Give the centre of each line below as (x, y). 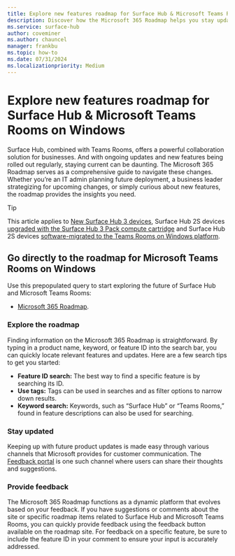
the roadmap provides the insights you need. (72, 194)
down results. (37, 398)
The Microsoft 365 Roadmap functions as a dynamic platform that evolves (114, 502)
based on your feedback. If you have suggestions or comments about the (113, 509)
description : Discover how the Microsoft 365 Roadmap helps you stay (111, 20)
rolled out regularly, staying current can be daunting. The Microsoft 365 (111, 164)
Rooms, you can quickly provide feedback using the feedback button (107, 525)
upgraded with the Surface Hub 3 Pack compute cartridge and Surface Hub (116, 229)
